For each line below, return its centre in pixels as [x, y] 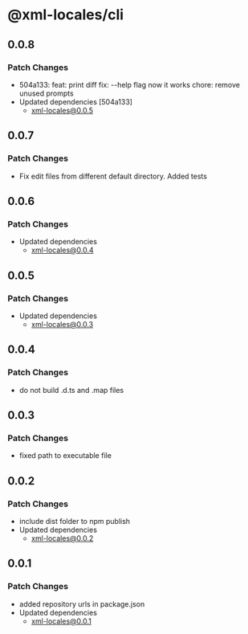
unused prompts [46, 93]
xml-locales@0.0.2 [62, 538]
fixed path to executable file [65, 456]
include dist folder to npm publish [74, 521]
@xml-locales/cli [66, 15]
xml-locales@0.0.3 [62, 324]
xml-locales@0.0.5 [62, 110]
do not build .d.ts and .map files [71, 390]
